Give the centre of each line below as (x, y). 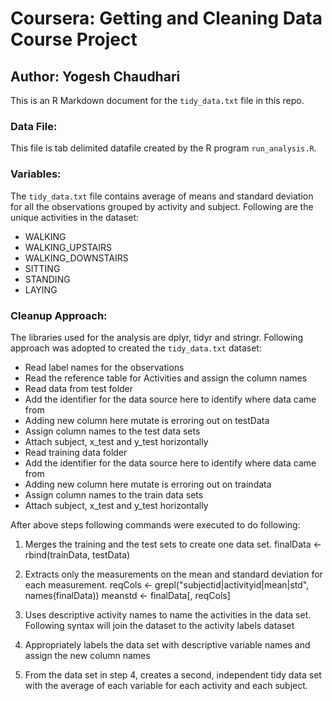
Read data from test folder (79, 388)
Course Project (74, 39)
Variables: (36, 174)
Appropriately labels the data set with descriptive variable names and (167, 644)
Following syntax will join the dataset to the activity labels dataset (159, 625)
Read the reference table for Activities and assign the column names (166, 378)
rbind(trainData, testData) (77, 554)
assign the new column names (87, 655)
